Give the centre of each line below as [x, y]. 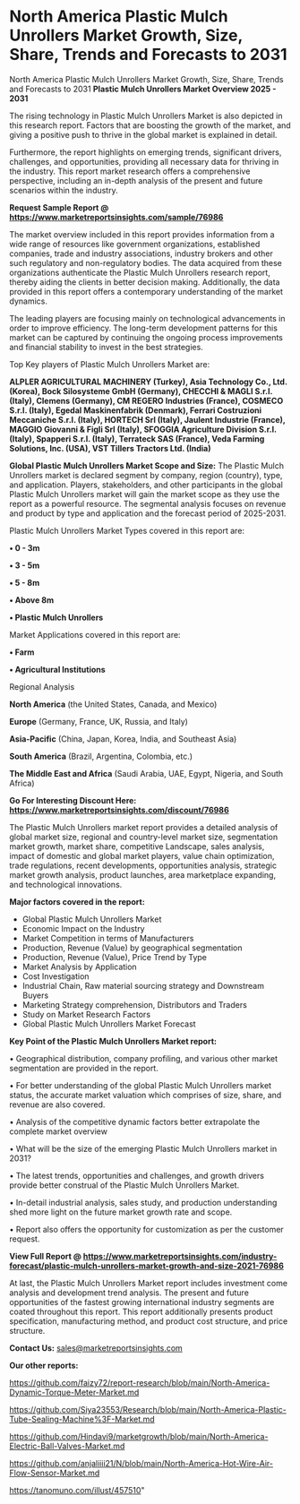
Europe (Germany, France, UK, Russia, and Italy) [99, 721]
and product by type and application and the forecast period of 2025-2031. [148, 513]
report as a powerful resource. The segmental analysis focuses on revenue [148, 503]
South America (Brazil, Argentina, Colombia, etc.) [101, 756]
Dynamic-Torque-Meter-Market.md [74, 1392]
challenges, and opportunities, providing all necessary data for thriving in [144, 161]
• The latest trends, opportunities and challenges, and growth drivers [137, 1175]
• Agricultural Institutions [57, 669]
